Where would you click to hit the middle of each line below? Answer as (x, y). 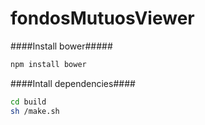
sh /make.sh (35, 111)
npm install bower (48, 64)
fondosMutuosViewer (102, 18)
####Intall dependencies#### (73, 83)
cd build (28, 102)
